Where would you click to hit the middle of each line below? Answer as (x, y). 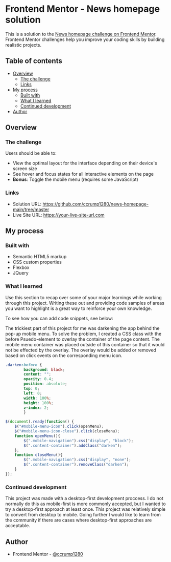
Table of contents (34, 61)
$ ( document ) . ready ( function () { (40, 422)
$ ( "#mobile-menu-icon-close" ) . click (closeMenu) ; (67, 431)
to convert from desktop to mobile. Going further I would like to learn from (83, 515)
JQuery (21, 273)
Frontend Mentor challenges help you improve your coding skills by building (85, 39)
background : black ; (44, 369)
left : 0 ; (33, 393)
